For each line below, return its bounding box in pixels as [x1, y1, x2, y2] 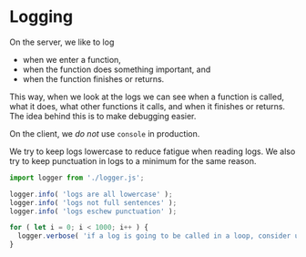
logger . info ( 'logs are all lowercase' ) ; [9, 190, 173, 199]
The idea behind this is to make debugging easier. [9, 110, 197, 121]
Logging [9, 6, 74, 27]
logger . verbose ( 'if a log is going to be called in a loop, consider [17, 231, 291, 241]
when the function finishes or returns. [22, 73, 165, 84]
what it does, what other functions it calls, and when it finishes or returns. [9, 100, 285, 111]
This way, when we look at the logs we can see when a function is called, [9, 91, 285, 102]
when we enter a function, [22, 54, 121, 65]
